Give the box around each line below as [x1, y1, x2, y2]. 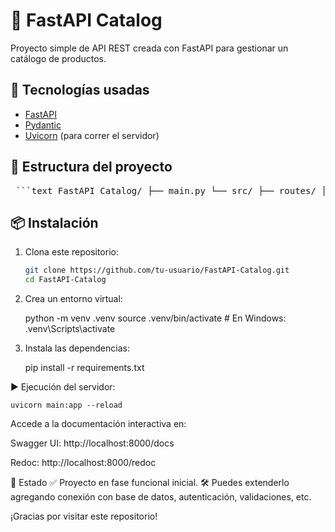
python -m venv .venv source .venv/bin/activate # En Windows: [24, 312, 287, 324]
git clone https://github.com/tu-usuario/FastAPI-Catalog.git [24, 265, 290, 276]
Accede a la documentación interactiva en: [10, 418, 187, 430]
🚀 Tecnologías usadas [10, 82, 150, 99]
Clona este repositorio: [24, 246, 119, 258]
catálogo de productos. [10, 52, 107, 64]
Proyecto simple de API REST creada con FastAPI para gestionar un [10, 42, 289, 54]
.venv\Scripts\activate [24, 323, 116, 335]
